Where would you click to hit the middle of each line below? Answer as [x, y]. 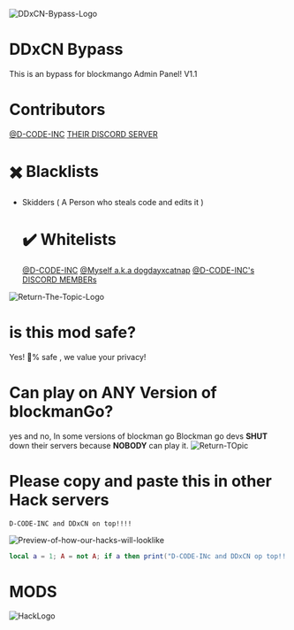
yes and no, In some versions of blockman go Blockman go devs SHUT [138, 436]
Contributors [57, 110]
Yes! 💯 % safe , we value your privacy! [78, 357]
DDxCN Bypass [66, 50]
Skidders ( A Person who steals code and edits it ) [113, 202]
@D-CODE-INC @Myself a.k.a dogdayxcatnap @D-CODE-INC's [138, 270]
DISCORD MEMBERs [59, 280]
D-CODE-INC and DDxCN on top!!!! [71, 523]
